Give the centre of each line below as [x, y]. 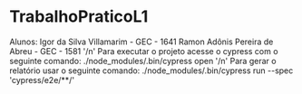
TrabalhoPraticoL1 [79, 17]
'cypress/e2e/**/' [42, 80]
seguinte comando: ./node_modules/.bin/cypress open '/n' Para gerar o [143, 61]
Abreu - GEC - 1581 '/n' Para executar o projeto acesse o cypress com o [144, 51]
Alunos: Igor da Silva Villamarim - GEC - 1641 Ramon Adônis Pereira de [141, 42]
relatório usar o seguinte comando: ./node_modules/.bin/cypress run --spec [151, 70]
